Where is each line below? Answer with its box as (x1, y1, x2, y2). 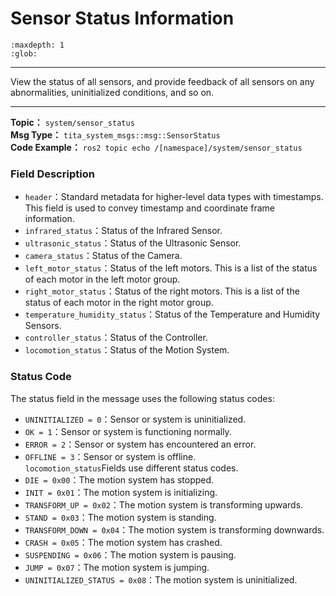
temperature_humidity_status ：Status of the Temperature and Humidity (24, 308, 321, 321)
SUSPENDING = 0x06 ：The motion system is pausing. (24, 548, 237, 561)
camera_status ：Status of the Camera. (24, 250, 183, 262)
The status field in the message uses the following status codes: (10, 392, 275, 404)
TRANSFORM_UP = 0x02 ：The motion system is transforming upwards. (24, 498, 304, 511)
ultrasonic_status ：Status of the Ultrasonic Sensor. (24, 237, 242, 249)
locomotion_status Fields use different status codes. (24, 462, 239, 474)
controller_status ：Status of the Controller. (24, 332, 208, 344)
